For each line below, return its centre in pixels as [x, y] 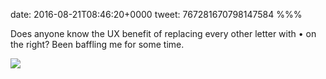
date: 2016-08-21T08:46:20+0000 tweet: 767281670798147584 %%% [156, 14]
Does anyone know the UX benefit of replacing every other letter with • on [163, 33]
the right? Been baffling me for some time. [97, 44]
